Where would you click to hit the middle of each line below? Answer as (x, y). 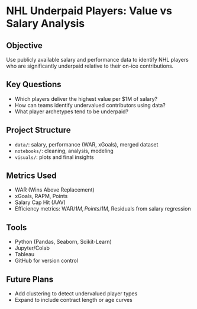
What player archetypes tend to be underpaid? (72, 112)
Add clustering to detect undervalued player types (76, 294)
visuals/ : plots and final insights (54, 157)
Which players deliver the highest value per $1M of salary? (86, 98)
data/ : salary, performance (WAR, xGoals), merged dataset (86, 144)
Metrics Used (32, 176)
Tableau (25, 254)
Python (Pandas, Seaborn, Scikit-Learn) (63, 242)
